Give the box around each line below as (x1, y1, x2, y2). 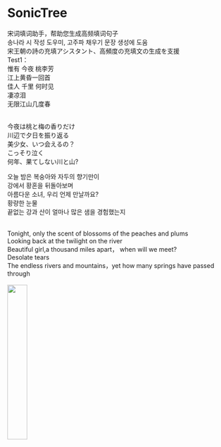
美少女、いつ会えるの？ (7, 140, 75, 148)
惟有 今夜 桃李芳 (7, 64, 54, 73)
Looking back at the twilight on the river (7, 236, 123, 245)
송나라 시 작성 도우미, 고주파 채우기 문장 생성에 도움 (7, 37, 148, 47)
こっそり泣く (7, 148, 44, 157)
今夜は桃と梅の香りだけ (7, 122, 75, 130)
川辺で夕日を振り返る (7, 130, 69, 139)
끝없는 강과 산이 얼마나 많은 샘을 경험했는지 (7, 207, 126, 216)
